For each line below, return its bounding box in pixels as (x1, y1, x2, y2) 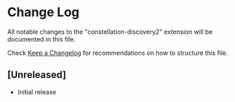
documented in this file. (7, 34, 76, 43)
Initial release (17, 87, 56, 96)
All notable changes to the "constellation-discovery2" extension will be (7, 27, 213, 36)
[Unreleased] (7, 69, 67, 81)
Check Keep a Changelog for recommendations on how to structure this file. (7, 49, 229, 57)
